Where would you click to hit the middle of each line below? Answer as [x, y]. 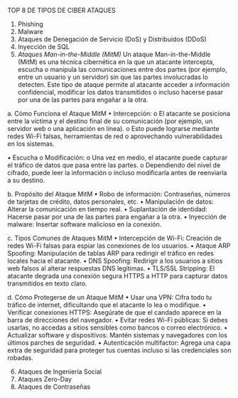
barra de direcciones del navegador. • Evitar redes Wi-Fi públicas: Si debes [118, 320]
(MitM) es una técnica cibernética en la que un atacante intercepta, [116, 62]
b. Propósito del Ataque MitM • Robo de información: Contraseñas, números [119, 194]
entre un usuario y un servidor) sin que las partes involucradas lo [113, 77]
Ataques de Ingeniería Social [59, 372]
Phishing [31, 24]
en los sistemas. [31, 144]
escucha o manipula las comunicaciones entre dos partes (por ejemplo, [122, 69]
